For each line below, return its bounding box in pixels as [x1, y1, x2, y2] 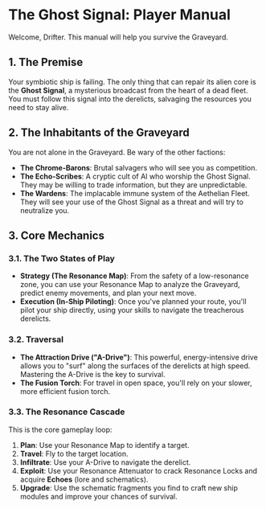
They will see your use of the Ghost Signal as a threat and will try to [19, 197, 243, 207]
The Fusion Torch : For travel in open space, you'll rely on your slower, [19, 378, 252, 388]
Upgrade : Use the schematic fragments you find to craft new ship [19, 482, 239, 492]
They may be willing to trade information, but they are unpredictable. [19, 179, 248, 190]
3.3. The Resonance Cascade [8, 406, 125, 417]
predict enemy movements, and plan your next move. [19, 288, 197, 298]
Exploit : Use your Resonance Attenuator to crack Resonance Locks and [19, 466, 257, 475]
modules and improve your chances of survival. [19, 491, 178, 501]
